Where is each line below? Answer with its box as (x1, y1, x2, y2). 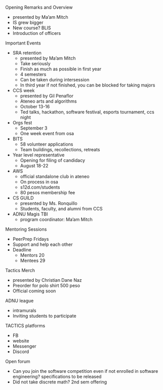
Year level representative (12, 152, 65, 158)
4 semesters (20, 71, 47, 77)
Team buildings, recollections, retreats (20, 147, 100, 152)
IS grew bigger (12, 20, 44, 25)
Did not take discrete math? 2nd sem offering (12, 379, 107, 385)
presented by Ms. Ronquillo (20, 200, 77, 206)
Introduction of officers (12, 30, 61, 36)
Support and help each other (12, 241, 73, 247)
